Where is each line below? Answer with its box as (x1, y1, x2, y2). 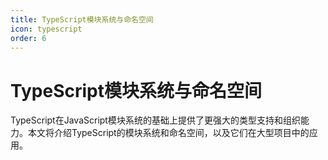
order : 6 (10, 33, 47, 43)
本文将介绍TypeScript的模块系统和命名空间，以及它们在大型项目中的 (27, 127, 310, 139)
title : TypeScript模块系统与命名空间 (10, 14, 154, 25)
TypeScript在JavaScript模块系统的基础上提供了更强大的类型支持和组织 (10, 114, 301, 126)
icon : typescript (10, 24, 83, 34)
